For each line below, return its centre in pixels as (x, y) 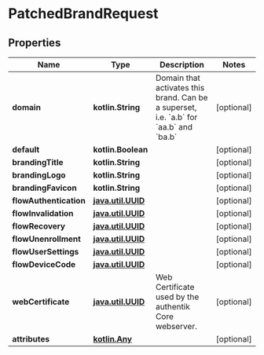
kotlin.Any (112, 339)
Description (182, 65)
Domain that (178, 78)
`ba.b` (167, 137)
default (26, 150)
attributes (31, 339)
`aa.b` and (174, 127)
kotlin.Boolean (121, 150)
